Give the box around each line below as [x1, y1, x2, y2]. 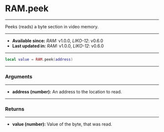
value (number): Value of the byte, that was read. [12, 121, 112, 127]
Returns [5, 106, 24, 112]
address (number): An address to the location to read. [12, 89, 122, 95]
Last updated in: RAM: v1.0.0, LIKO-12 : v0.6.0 [12, 43, 104, 49]
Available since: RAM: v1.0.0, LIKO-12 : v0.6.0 [12, 38, 103, 44]
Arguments [5, 73, 33, 80]
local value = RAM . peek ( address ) [5, 57, 73, 62]
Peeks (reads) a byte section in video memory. [5, 23, 99, 29]
